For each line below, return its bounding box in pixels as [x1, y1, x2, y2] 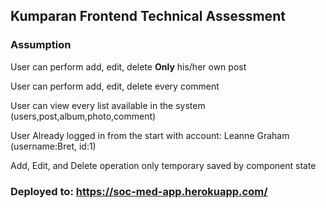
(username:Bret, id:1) [10, 140, 97, 152]
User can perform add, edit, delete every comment [10, 80, 220, 92]
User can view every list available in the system [10, 99, 206, 111]
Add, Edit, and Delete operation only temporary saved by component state [10, 159, 317, 171]
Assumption [10, 38, 72, 52]
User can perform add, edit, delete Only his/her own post [10, 60, 247, 73]
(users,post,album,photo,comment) [10, 110, 157, 122]
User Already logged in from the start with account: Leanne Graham [10, 129, 290, 141]
